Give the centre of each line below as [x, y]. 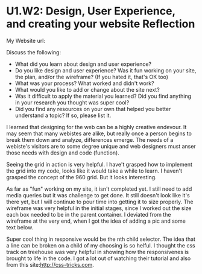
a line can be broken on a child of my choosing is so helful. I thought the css [101, 245]
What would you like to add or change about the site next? [87, 89]
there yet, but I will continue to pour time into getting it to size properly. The [100, 202]
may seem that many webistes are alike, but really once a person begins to [99, 133]
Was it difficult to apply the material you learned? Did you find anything [103, 96]
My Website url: [26, 40]
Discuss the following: [34, 52]
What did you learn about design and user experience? [83, 64]
